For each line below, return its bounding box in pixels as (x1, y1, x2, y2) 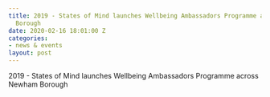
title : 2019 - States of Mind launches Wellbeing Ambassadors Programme (8, 11, 257, 20)
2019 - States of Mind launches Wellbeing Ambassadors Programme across (8, 71, 259, 80)
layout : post (8, 49, 52, 57)
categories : (8, 34, 48, 42)
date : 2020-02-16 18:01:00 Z (8, 26, 106, 34)
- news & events (8, 42, 63, 50)
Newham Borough (8, 79, 68, 89)
